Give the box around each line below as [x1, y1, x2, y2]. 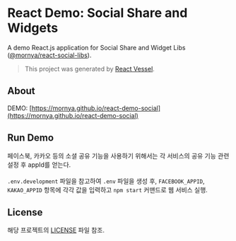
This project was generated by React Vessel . [24, 64, 155, 73]
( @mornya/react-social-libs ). [7, 51, 92, 59]
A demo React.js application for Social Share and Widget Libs [7, 43, 186, 52]
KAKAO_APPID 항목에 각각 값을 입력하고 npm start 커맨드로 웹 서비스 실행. [7, 185, 208, 194]
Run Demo [7, 132, 54, 144]
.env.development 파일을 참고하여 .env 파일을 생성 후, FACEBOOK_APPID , [7, 177, 205, 185]
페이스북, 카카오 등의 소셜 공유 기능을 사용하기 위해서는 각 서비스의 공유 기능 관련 [7, 151, 230, 160]
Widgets [7, 20, 59, 36]
